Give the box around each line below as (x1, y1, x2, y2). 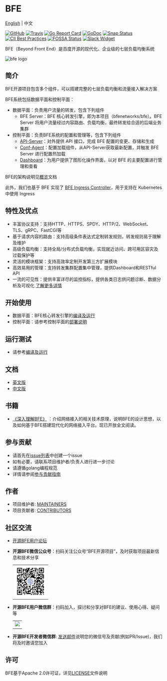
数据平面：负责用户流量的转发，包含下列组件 (12, 107, 105, 113)
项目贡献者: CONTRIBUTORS (12, 508, 71, 514)
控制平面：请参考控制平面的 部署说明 (12, 319, 87, 325)
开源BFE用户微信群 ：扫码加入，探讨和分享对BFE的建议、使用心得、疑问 (12, 604, 160, 610)
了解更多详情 (35, 282, 62, 288)
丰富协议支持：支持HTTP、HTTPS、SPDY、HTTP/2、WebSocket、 (12, 221, 151, 227)
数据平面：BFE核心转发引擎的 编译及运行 (12, 313, 95, 319)
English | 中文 (5, 20, 33, 26)
